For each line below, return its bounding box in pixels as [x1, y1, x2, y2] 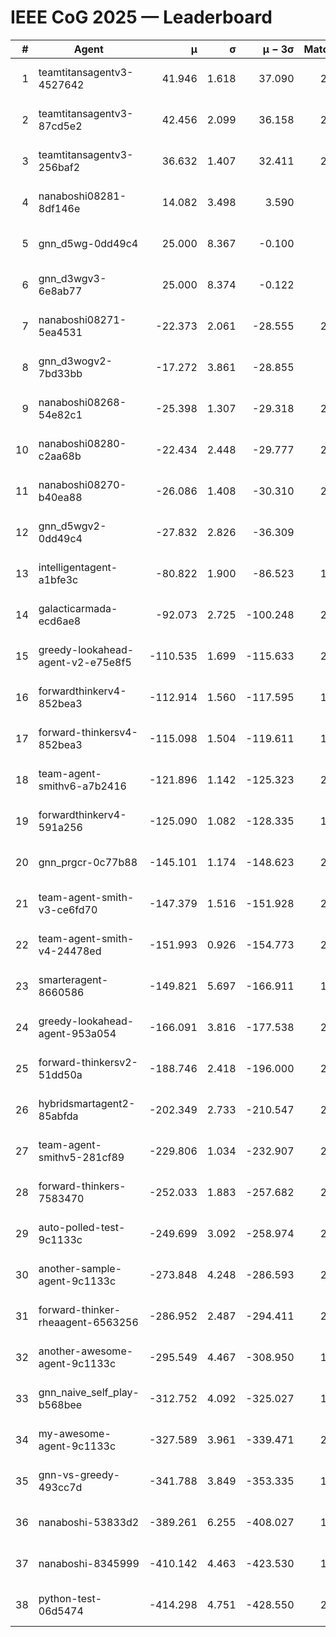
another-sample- [38, 1261, 123, 1275]
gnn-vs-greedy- [38, 1467, 121, 1481]
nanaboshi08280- [38, 436, 127, 450]
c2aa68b [38, 449, 82, 463]
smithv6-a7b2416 [38, 779, 127, 793]
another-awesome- [38, 1344, 134, 1358]
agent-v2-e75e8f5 [38, 655, 132, 669]
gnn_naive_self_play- [38, 1385, 140, 1399]
